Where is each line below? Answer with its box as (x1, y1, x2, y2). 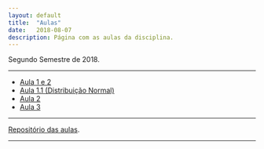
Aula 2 (19, 94, 41, 104)
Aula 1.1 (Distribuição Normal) (19, 85, 115, 95)
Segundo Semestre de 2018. (8, 55, 100, 64)
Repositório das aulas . (8, 125, 80, 134)
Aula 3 (19, 103, 41, 112)
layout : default (8, 11, 61, 20)
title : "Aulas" (8, 19, 61, 27)
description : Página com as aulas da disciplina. (8, 33, 174, 42)
